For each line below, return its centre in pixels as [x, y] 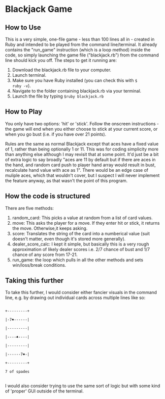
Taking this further [34, 281]
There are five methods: [30, 208]
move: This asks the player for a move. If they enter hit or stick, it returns [86, 223]
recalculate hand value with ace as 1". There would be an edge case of [77, 170]
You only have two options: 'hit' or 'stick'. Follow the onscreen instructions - [82, 124]
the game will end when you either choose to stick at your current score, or [81, 129]
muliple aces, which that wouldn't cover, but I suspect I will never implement [82, 175]
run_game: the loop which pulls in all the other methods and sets [78, 260]
